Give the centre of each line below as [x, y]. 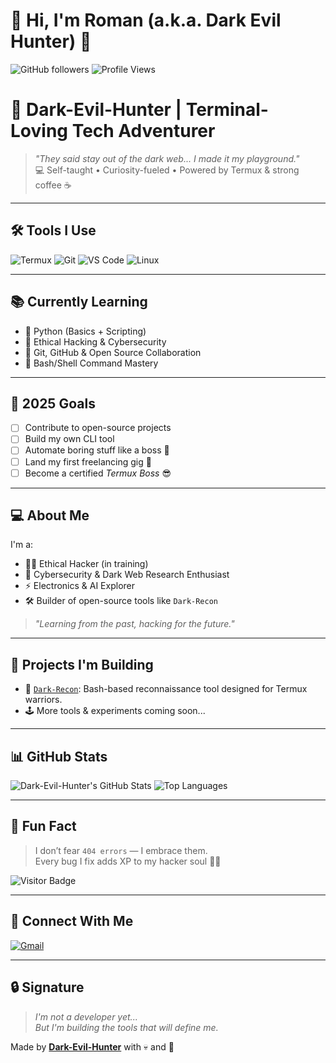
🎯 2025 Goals [53, 403]
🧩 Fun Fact [43, 826]
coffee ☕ [53, 185]
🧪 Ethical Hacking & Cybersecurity [95, 341]
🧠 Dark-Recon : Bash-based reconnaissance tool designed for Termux [166, 689]
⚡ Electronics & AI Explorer [79, 586]
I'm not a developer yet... [86, 1016]
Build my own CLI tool [69, 439]
